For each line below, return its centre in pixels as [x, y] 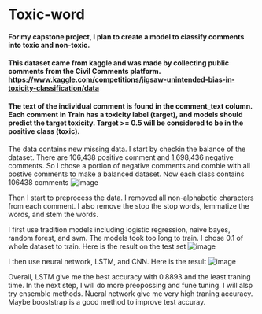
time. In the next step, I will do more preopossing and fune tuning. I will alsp [131, 285]
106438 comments [39, 182]
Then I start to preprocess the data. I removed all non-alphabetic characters [131, 198]
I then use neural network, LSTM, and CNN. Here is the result [107, 261]
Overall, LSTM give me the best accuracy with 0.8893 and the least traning [129, 276]
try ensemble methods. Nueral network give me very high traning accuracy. [131, 294]
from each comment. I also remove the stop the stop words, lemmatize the [129, 205]
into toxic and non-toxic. [49, 45]
